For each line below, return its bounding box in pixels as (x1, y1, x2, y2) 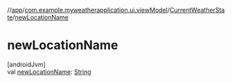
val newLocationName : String (7, 67, 91, 75)
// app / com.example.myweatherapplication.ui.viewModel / (7, 6, 170, 14)
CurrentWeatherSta (169, 6, 225, 14)
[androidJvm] (7, 60, 46, 68)
